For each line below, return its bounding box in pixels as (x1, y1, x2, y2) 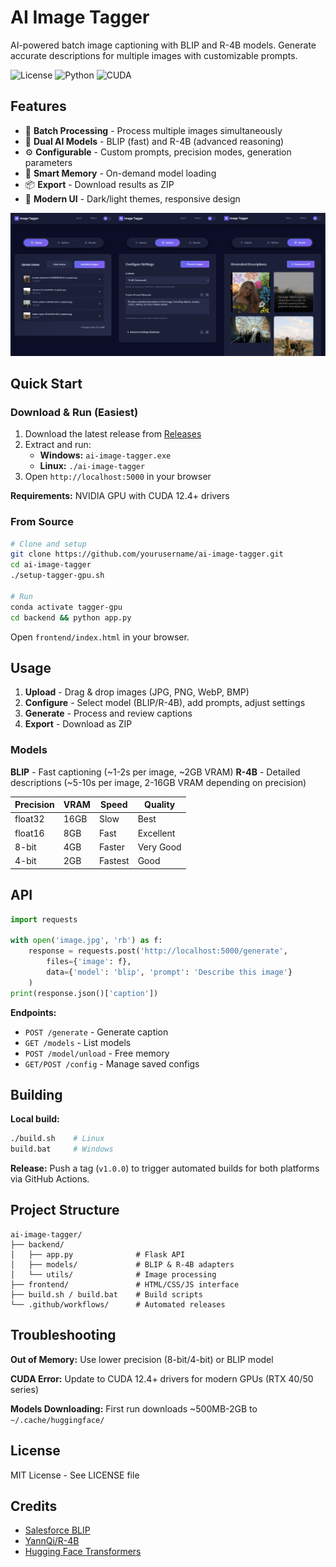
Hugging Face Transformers (24, 1546, 142, 1558)
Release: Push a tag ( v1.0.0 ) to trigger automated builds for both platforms (10, 1162, 320, 1175)
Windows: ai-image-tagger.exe (39, 449, 172, 461)
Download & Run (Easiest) (10, 405, 139, 419)
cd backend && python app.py (10, 612, 132, 623)
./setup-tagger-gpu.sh (10, 571, 105, 581)
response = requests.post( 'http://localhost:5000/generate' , (28, 946, 288, 956)
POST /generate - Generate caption (24, 1026, 169, 1038)
